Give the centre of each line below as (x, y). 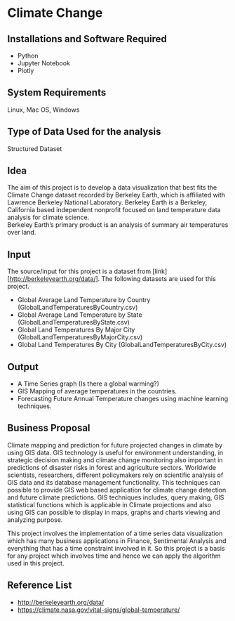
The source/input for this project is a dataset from (79, 271)
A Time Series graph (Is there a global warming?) (88, 384)
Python (28, 55)
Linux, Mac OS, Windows (43, 110)
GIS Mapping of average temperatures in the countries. (97, 391)
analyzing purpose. (35, 519)
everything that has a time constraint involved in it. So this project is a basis (116, 548)
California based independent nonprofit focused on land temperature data (114, 210)
